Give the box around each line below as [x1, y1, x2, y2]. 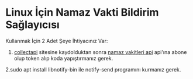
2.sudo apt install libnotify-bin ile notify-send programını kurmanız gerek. [5, 66, 181, 73]
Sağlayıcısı [5, 18, 60, 31]
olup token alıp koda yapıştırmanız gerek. [13, 55, 113, 62]
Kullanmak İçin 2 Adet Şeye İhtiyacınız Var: [5, 37, 108, 44]
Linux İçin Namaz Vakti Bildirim [5, 6, 159, 19]
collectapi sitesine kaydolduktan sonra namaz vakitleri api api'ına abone [13, 48, 187, 55]
